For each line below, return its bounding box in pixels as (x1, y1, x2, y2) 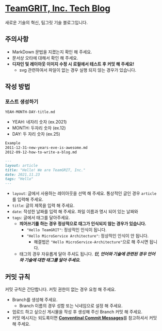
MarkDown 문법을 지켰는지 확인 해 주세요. (12, 49, 92, 55)
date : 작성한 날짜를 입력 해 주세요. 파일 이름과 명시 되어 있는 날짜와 (12, 209, 138, 215)
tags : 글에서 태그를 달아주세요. (12, 215, 70, 221)
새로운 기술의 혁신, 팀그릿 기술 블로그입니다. (5, 19, 88, 25)
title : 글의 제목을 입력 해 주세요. (12, 203, 75, 208)
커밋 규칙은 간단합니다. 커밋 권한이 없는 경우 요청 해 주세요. (5, 286, 116, 292)
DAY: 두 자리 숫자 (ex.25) (12, 131, 61, 137)
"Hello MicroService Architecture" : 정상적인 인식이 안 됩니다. (26, 233, 149, 239)
